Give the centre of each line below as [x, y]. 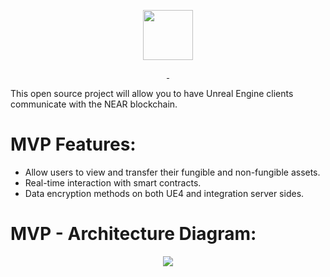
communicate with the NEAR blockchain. [94, 104]
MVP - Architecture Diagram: [133, 234]
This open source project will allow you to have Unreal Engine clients [152, 93]
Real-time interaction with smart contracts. [113, 182]
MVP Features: [73, 144]
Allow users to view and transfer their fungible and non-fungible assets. [172, 172]
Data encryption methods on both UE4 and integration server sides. [164, 193]
